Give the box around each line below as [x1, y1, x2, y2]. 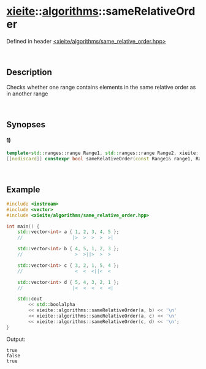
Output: [6, 335, 26, 343]
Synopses [6, 119, 46, 130]
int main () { [6, 223, 40, 229]
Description [6, 67, 52, 78]
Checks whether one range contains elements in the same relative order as [6, 83, 196, 91]
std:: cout [17, 296, 43, 302]
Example [6, 185, 40, 195]
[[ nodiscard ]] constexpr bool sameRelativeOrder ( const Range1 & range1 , [6, 156, 193, 162]
